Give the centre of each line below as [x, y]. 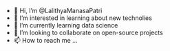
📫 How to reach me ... [45, 40]
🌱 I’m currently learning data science [66, 25]
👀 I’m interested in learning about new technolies [83, 18]
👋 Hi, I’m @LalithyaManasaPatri [58, 11]
